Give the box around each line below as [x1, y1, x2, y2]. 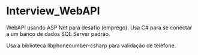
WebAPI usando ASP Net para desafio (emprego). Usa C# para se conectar [6, 24, 193, 31]
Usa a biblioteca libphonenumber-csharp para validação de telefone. [6, 42, 176, 49]
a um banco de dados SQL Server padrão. [6, 30, 110, 37]
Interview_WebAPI [6, 4, 100, 18]
